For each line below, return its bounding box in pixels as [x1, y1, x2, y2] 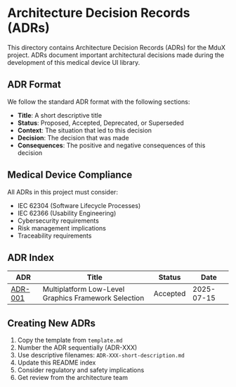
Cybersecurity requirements [17, 216, 100, 225]
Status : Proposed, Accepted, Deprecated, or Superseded [17, 118, 184, 127]
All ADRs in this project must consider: [7, 188, 118, 196]
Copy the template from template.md [17, 336, 123, 345]
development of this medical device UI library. [7, 58, 140, 66]
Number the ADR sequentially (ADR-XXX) [17, 343, 138, 352]
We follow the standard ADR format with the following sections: [7, 97, 190, 106]
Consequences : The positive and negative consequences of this [17, 141, 206, 149]
